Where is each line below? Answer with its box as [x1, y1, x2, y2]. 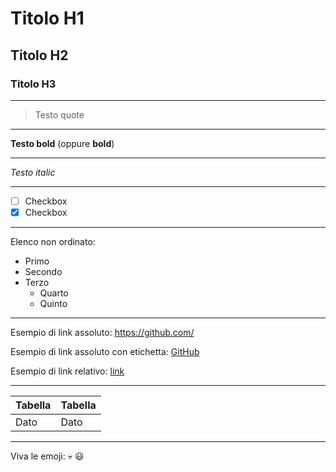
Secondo [24, 266, 63, 277]
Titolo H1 [10, 7, 85, 30]
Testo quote [34, 108, 85, 121]
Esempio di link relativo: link [10, 365, 125, 377]
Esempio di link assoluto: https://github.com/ [10, 327, 195, 338]
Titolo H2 [10, 47, 69, 64]
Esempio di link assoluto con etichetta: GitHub [10, 346, 200, 357]
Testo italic [10, 166, 56, 178]
